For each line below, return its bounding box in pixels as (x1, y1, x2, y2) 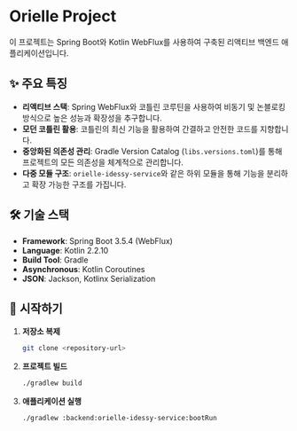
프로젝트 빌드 (21, 361, 68, 372)
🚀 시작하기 (9, 301, 64, 316)
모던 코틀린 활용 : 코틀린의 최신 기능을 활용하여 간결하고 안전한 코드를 (21, 123, 259, 134)
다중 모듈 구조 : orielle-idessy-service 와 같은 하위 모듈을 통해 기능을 (21, 168, 265, 178)
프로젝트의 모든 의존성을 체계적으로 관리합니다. (21, 157, 184, 168)
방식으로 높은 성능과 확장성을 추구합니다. (21, 113, 162, 123)
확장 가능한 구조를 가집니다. (31, 179, 127, 190)
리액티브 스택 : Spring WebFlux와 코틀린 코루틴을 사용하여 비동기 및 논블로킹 (21, 101, 286, 112)
